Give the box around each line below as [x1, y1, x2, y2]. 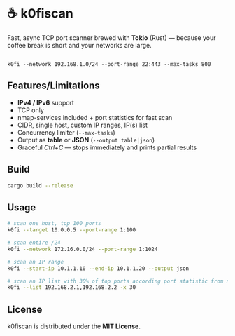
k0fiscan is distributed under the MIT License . [7, 322, 141, 330]
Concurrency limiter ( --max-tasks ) [17, 128, 115, 137]
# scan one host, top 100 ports [7, 220, 101, 227]
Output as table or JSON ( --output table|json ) [17, 135, 155, 144]
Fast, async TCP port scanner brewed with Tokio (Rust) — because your [7, 33, 216, 42]
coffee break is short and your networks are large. [7, 41, 152, 49]
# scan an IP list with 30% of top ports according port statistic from [7, 278, 224, 285]
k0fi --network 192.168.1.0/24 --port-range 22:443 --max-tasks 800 [7, 60, 211, 67]
